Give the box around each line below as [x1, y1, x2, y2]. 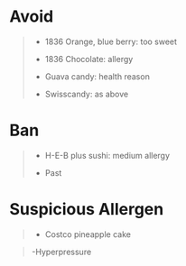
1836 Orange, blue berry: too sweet [44, 36, 178, 47]
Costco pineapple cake [44, 228, 131, 240]
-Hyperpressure [31, 246, 92, 257]
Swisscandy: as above [44, 88, 129, 99]
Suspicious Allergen [9, 199, 164, 220]
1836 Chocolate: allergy [44, 53, 134, 64]
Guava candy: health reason [44, 70, 151, 82]
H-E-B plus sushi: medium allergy [44, 150, 170, 161]
